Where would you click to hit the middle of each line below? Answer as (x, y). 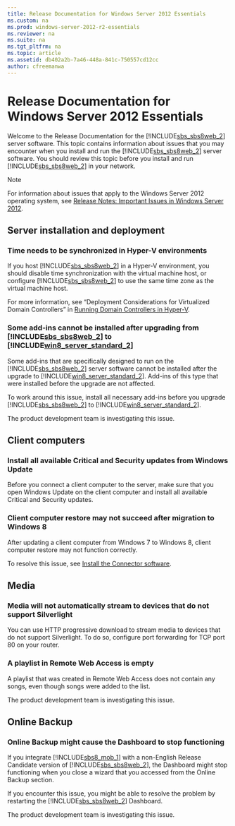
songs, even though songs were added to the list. (79, 686)
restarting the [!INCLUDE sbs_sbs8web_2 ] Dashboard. (85, 801)
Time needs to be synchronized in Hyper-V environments (107, 250)
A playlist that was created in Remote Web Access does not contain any (112, 678)
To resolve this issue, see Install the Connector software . (90, 563)
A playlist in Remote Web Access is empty (81, 663)
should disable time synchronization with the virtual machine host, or (107, 273)
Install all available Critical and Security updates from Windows (118, 460)
